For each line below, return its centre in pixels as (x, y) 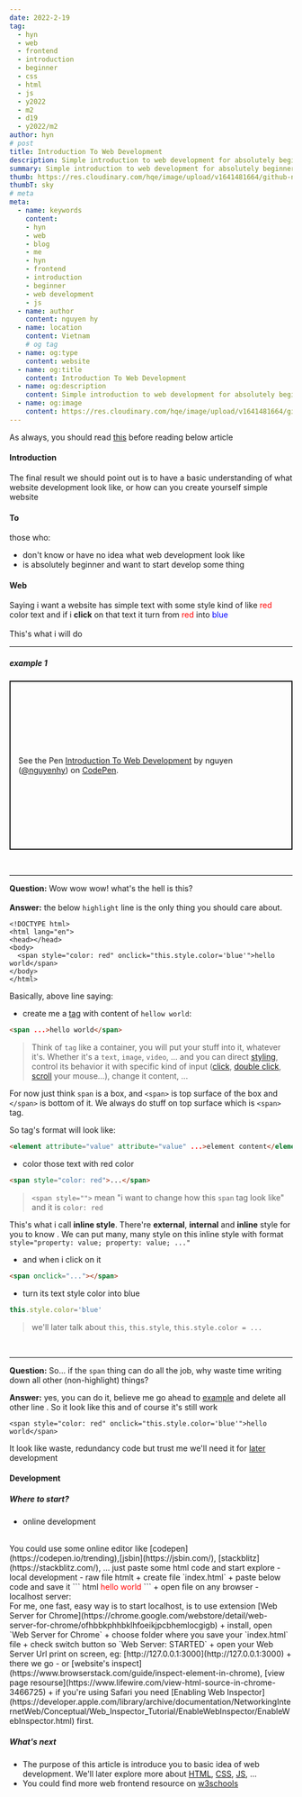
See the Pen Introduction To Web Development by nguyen (126, 761)
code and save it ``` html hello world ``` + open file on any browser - (134, 1587)
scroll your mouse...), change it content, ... (110, 1076)
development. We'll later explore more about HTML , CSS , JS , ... (140, 1774)
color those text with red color (78, 1164)
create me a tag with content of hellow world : (107, 1014)
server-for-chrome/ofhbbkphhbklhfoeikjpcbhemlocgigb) (114, 1625)
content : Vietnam (58, 336)
